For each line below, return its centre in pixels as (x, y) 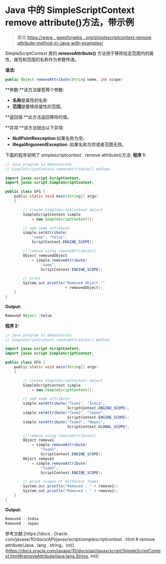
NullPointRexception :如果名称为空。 (50, 138)
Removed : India (22, 519)
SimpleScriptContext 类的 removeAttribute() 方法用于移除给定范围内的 (77, 53)
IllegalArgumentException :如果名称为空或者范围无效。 (69, 144)
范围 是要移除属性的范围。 (38, 106)
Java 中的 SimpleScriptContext (70, 10)
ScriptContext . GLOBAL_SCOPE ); (98, 427)
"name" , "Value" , (50, 237)
